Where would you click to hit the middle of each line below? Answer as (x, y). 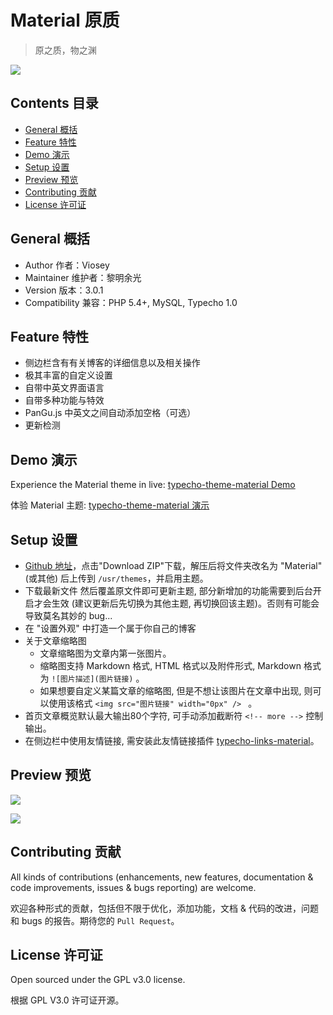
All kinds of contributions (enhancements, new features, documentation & (162, 877)
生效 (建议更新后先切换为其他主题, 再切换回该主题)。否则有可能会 (185, 603)
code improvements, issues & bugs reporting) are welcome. (133, 887)
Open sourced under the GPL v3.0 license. (98, 980)
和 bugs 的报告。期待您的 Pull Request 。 (95, 920)
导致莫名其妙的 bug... (68, 615)
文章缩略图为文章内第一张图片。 (105, 653)
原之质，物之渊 (65, 50)
